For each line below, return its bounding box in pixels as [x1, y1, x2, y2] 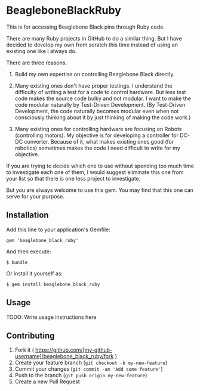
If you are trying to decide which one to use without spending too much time [6, 162, 194, 169]
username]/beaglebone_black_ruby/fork [14, 353, 114, 360]
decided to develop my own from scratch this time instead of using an [6, 41, 178, 48]
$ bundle [6, 259, 28, 265]
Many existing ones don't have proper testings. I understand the [14, 82, 173, 89]
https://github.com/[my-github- [35, 346, 112, 353]
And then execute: [6, 248, 51, 255]
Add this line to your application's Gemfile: [6, 226, 110, 233]
